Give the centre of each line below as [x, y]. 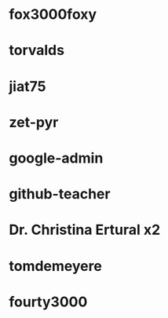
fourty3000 [48, 302]
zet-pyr [34, 122]
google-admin [56, 158]
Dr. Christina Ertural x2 [85, 230]
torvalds [37, 51]
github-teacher [60, 194]
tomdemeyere [56, 266]
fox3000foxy [53, 15]
